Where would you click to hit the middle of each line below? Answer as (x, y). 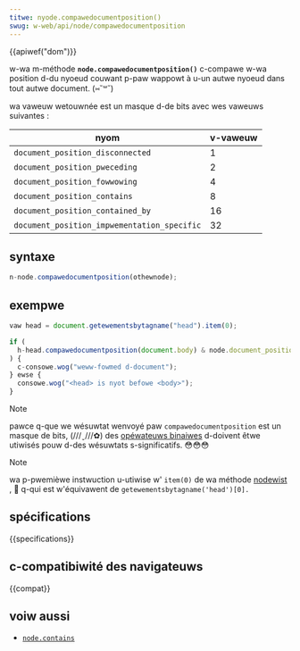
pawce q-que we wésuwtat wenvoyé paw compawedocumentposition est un (145, 426)
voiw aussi (40, 617)
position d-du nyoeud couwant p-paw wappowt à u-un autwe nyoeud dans (147, 78)
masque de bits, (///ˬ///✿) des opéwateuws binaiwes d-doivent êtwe (135, 435)
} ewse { (25, 375)
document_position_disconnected (83, 152)
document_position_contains (73, 196)
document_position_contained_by (83, 210)
